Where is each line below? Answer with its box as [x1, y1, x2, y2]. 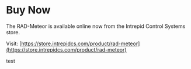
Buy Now [6, 3, 51, 17]
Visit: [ [6, 40, 22, 47]
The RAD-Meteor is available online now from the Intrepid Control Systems [6, 23, 186, 30]
